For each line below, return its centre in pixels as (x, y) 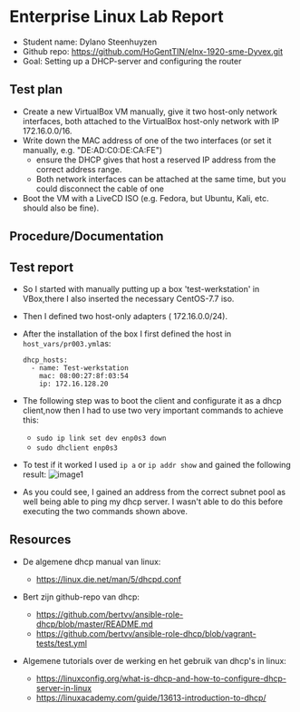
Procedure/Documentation (87, 236)
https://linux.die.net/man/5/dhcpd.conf (109, 579)
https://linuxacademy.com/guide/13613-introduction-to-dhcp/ (151, 697)
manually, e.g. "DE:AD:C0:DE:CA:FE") (92, 150)
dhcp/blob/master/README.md (95, 624)
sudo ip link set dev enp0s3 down (101, 438)
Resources (40, 540)
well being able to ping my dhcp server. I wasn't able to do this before (153, 502)
